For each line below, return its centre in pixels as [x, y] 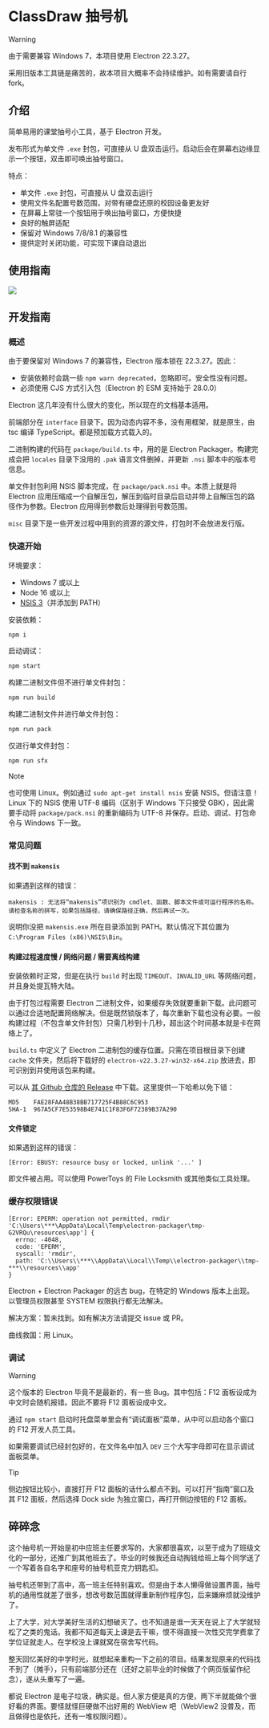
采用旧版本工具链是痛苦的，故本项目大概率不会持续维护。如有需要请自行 [127, 72]
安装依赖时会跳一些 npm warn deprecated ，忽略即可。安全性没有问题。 [136, 378]
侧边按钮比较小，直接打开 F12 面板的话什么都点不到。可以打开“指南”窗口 [128, 1489]
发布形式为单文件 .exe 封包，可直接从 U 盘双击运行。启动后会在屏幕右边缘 [131, 148]
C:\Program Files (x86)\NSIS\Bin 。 [67, 937]
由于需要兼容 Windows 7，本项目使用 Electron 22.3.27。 [101, 55]
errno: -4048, [39, 1240]
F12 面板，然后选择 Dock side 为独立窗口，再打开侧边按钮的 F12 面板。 [134, 1499]
